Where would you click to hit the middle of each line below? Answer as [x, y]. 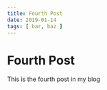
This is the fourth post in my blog [54, 79]
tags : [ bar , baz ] [35, 26]
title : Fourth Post [35, 13]
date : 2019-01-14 [32, 20]
